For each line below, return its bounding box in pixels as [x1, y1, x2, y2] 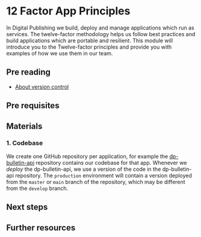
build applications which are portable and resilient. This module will [6, 37, 173, 44]
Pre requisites [6, 100, 60, 111]
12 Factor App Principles [6, 4, 131, 18]
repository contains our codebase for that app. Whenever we [36, 159, 187, 166]
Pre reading [6, 67, 51, 78]
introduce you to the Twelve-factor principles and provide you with [6, 43, 172, 51]
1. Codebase [6, 139, 43, 147]
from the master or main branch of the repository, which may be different [6, 178, 185, 185]
